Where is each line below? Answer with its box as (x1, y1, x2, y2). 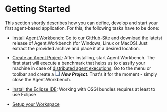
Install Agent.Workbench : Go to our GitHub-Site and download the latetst (12, 35, 162, 41)
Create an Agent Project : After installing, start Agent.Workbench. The (12, 55, 155, 60)
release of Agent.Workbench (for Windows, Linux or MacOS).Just (12, 40, 148, 46)
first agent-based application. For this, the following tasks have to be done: (5, 25, 160, 31)
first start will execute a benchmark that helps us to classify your (12, 60, 146, 66)
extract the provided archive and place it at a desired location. (12, 45, 140, 51)
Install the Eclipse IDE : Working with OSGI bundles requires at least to (12, 86, 156, 92)
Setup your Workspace (12, 101, 60, 107)
